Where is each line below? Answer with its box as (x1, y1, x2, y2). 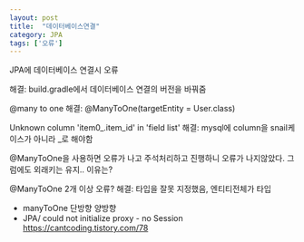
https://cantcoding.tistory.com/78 (22, 223, 149, 234)
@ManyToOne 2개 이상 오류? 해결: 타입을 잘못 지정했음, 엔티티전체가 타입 (9, 183, 272, 195)
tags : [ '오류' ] (9, 38, 64, 48)
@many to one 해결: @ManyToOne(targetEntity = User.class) (9, 103, 236, 114)
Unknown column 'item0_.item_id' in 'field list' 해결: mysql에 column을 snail (9, 122, 289, 133)
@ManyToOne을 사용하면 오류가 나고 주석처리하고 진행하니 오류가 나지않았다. (9, 153, 286, 164)
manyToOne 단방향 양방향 (22, 203, 117, 214)
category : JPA (9, 30, 64, 39)
